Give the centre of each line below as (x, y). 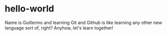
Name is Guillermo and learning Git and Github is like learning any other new (83, 22)
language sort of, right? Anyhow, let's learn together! (59, 27)
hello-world (30, 9)
